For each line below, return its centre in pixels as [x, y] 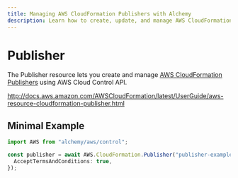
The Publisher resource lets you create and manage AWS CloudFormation [115, 75]
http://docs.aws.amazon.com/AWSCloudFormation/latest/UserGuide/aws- [115, 96]
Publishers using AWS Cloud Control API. [67, 83]
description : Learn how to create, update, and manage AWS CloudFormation [120, 20]
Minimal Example [46, 125]
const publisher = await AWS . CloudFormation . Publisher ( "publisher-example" [121, 155]
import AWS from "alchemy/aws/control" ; [68, 142]
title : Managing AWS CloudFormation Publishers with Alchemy [100, 14]
